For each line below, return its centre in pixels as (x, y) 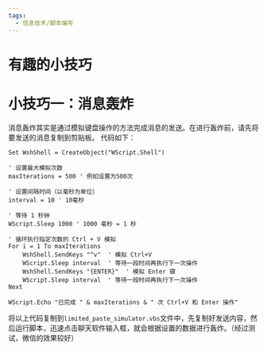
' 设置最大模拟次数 (36, 167)
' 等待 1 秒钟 (29, 215)
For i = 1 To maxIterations (55, 246)
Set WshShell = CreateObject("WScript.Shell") (87, 152)
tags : (17, 15)
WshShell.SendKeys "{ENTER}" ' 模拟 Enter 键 (99, 271)
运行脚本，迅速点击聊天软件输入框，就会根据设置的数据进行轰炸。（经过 (132, 328)
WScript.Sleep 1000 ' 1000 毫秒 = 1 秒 (72, 224)
